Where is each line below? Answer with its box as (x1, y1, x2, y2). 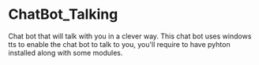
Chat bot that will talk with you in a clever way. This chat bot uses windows (8, 31, 252, 41)
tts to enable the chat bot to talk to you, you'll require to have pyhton (8, 39, 231, 49)
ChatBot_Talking (8, 5, 118, 23)
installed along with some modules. (8, 48, 123, 57)
